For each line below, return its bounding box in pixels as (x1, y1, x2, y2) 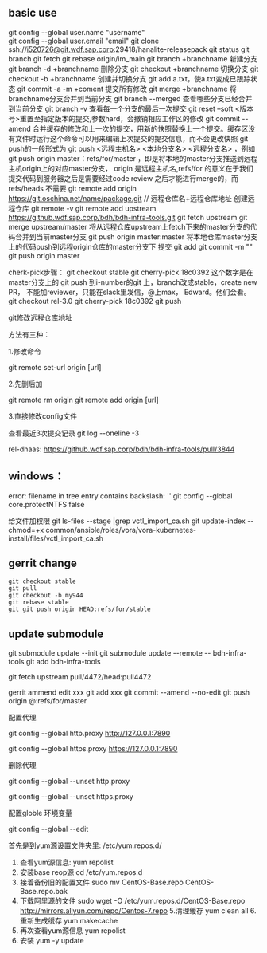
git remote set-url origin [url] (8, 362, 102, 372)
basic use (8, 6, 57, 20)
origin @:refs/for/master (8, 696, 87, 706)
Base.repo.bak (19, 887, 68, 896)
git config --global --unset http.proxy (8, 777, 130, 786)
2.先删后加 (8, 379, 43, 388)
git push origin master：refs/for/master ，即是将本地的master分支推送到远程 (8, 153, 258, 163)
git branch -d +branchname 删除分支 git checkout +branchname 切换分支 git (8, 64, 259, 73)
